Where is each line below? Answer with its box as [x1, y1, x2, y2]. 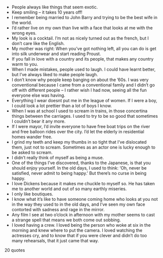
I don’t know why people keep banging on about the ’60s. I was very [11, 77, 149, 83]
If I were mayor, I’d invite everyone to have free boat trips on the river [11, 124, 150, 129]
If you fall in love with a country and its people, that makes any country [11, 56, 154, 62]
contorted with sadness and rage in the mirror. [11, 207, 105, 212]
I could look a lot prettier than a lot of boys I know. [11, 103, 112, 108]
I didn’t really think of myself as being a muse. [11, 155, 104, 160]
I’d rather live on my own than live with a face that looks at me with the [11, 25, 153, 31]
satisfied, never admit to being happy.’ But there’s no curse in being [11, 171, 147, 176]
